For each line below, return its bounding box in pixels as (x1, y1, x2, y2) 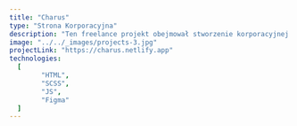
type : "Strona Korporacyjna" (9, 21, 118, 30)
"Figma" (41, 95, 70, 105)
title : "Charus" (9, 12, 70, 22)
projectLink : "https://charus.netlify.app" (9, 46, 174, 55)
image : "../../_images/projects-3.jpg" (9, 37, 158, 47)
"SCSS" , (41, 79, 70, 88)
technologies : (9, 54, 62, 63)
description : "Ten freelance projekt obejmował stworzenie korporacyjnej (9, 29, 290, 38)
